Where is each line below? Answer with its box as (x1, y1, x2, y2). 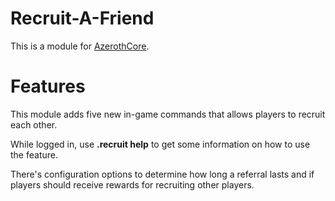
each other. (10, 118, 58, 131)
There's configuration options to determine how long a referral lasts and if (10, 168, 315, 180)
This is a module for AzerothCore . (10, 40, 150, 52)
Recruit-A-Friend (10, 7, 155, 30)
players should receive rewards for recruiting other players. (10, 178, 255, 191)
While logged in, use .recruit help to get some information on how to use (10, 138, 311, 150)
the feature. (10, 148, 58, 161)
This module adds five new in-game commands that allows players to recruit (10, 108, 326, 120)
